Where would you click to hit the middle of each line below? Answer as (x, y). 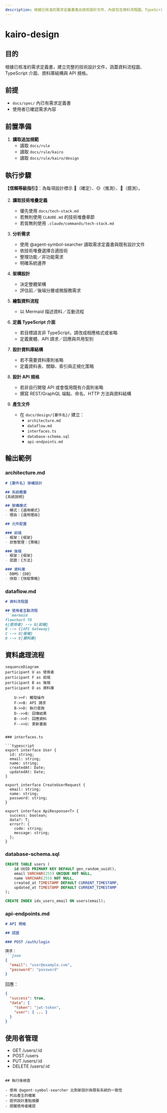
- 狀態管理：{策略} (23, 542)
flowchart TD (19, 620)
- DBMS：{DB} (18, 574)
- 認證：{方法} (19, 560)
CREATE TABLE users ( (28, 864)
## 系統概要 (16, 492)
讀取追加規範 (25, 139)
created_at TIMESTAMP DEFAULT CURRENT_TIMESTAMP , (67, 883)
